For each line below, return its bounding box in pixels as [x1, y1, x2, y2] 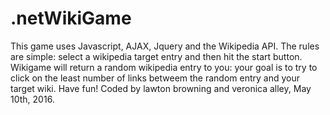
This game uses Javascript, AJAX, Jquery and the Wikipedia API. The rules [10, 40, 320, 52]
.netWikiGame [10, 7, 132, 30]
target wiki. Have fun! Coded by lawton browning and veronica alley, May [10, 82, 312, 94]
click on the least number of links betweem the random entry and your [10, 72, 301, 84]
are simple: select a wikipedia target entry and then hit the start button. [10, 50, 303, 62]
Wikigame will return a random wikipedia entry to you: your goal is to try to [10, 61, 318, 73]
